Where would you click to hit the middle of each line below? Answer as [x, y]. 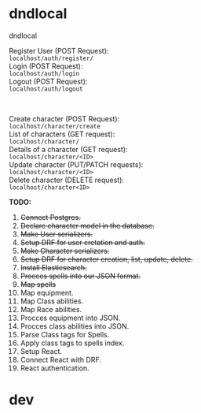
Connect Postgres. [50, 217]
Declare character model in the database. [87, 225]
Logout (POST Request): [48, 81]
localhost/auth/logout [46, 89]
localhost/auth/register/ [51, 58]
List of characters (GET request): [62, 134]
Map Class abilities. [52, 301]
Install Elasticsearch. [53, 267]
